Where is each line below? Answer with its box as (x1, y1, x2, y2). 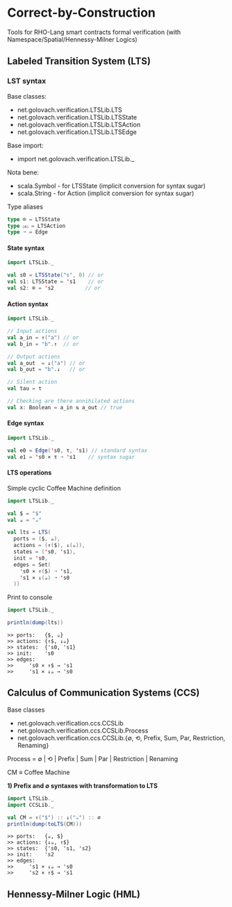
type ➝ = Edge (7, 229, 49, 236)
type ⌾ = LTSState (7, 215, 60, 223)
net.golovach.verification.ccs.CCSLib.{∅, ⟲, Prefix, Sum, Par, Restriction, (17, 733, 226, 742)
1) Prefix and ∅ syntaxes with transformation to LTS (7, 781, 158, 790)
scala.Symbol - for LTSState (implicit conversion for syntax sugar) (17, 181, 206, 190)
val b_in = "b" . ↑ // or (7, 341, 79, 348)
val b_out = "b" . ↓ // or (7, 366, 85, 373)
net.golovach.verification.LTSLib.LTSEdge (17, 127, 137, 136)
